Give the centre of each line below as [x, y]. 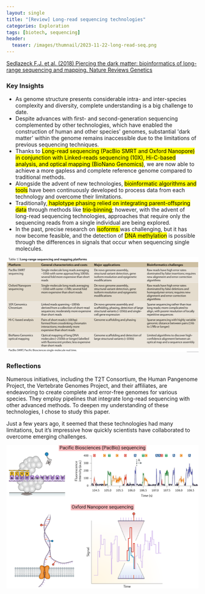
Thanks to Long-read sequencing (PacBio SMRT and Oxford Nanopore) [105, 151]
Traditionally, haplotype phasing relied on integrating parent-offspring [103, 203]
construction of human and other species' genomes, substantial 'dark [103, 132]
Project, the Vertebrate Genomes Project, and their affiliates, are [87, 386]
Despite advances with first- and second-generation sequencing [96, 119]
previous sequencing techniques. [57, 145]
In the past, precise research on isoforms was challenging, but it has [101, 229]
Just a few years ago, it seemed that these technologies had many [90, 424]
